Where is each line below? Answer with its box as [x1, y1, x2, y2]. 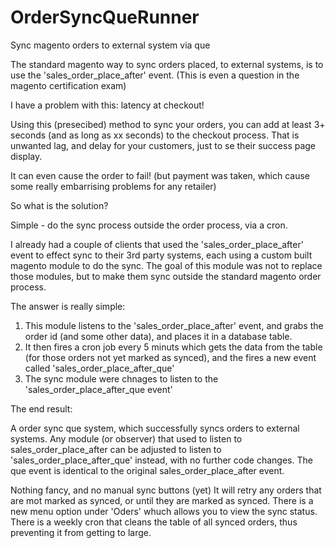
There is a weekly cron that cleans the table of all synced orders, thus [10, 516, 298, 528]
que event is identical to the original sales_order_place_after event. [10, 464, 285, 476]
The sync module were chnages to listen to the [24, 372, 219, 385]
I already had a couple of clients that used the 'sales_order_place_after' [10, 238, 304, 250]
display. [10, 150, 43, 162]
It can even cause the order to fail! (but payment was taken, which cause [10, 169, 311, 181]
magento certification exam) [10, 79, 127, 91]
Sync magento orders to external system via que [10, 39, 211, 51]
